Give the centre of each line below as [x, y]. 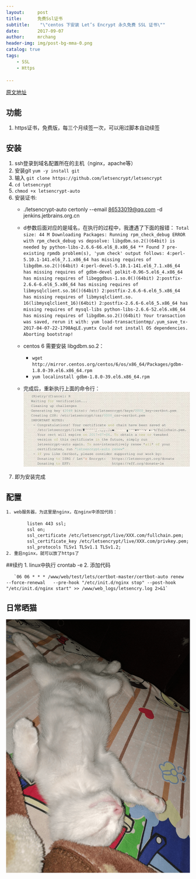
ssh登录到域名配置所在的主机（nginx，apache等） [75, 163]
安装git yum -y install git [47, 171]
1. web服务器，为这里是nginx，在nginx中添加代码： [62, 512]
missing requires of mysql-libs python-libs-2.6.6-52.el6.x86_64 [104, 309]
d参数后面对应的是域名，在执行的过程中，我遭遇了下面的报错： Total [106, 228]
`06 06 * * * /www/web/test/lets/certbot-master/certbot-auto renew [99, 577]
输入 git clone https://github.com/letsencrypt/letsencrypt [88, 178]
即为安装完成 [30, 477]
